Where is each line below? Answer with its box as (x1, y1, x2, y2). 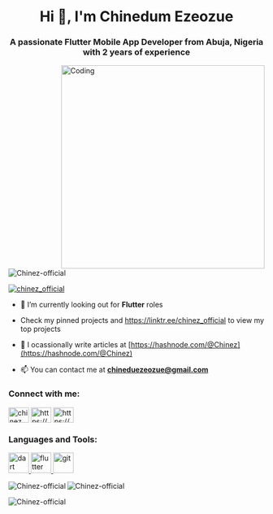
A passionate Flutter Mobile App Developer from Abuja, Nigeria (9, 37, 264, 48)
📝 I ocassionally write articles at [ (19, 340, 132, 350)
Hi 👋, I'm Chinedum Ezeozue (39, 7, 234, 26)
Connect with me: (8, 388, 80, 399)
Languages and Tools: (8, 433, 97, 445)
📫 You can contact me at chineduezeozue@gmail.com (19, 365, 209, 375)
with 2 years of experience (82, 46, 191, 58)
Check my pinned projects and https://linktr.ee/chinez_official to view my (19, 316, 265, 325)
